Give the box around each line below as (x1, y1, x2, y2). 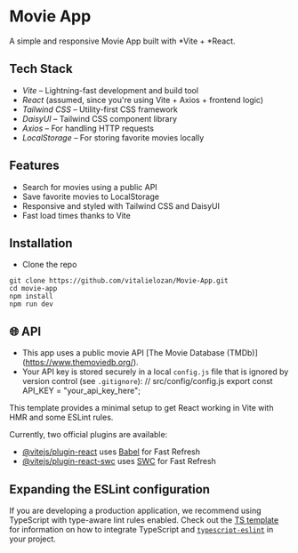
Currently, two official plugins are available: (9, 429, 168, 440)
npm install (9, 292, 53, 301)
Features (9, 158, 60, 173)
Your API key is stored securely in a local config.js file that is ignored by (21, 366, 289, 377)
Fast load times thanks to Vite (21, 210, 131, 220)
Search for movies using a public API (21, 181, 157, 192)
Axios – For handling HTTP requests (21, 123, 154, 133)
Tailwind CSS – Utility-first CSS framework (21, 104, 178, 115)
